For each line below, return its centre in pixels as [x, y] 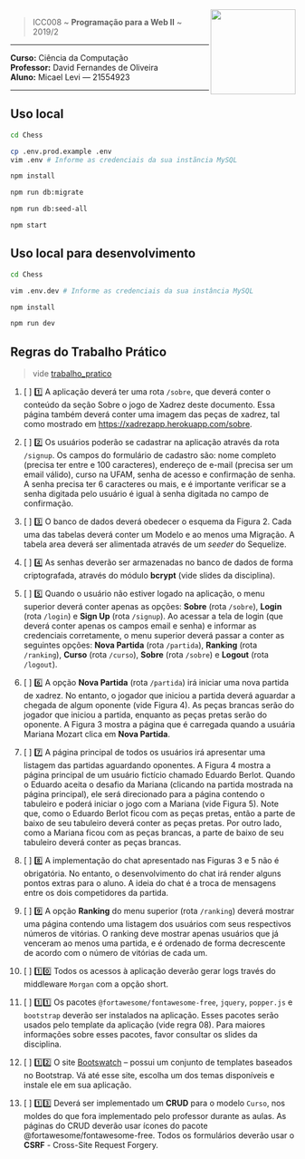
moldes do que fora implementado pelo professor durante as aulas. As [155, 1116]
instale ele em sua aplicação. [77, 1085]
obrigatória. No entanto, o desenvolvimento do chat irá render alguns [152, 873]
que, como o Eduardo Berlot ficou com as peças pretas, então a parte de [159, 813]
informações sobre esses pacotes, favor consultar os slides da [140, 1035]
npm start [29, 226]
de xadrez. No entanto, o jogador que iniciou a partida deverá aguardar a [159, 696]
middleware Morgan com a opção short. [96, 984]
